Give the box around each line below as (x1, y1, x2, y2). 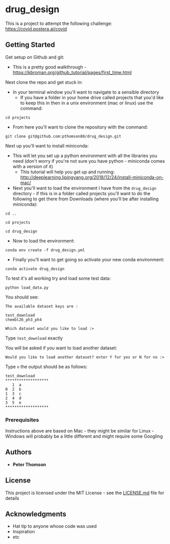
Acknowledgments (5, 510, 67, 519)
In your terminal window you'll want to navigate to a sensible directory (12, 89, 159, 95)
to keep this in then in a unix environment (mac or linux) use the (20, 100, 153, 106)
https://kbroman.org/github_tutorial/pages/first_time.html (12, 69, 132, 75)
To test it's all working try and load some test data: (5, 275, 111, 281)
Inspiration (12, 529, 35, 535)
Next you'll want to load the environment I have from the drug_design (12, 185, 157, 191)
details (5, 495, 19, 501)
